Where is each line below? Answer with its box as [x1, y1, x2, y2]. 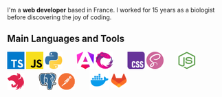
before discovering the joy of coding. [7, 13, 112, 21]
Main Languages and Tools [7, 33, 125, 45]
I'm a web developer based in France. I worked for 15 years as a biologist [7, 6, 215, 14]
